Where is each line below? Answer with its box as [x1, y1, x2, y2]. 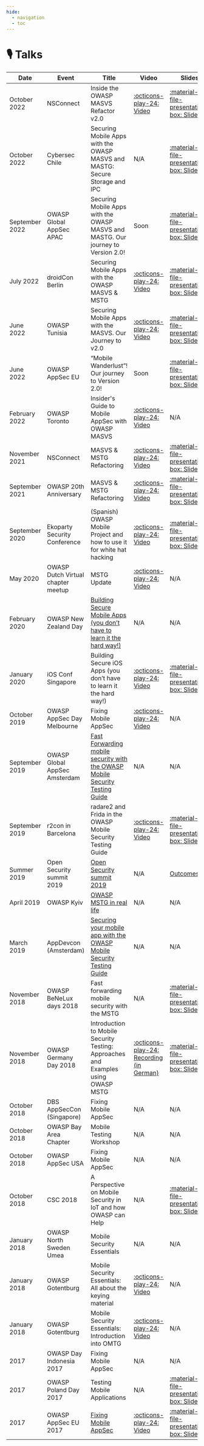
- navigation [12, 15, 45, 21]
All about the [90, 1284, 127, 1293]
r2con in [46, 822, 71, 830]
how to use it [90, 538, 127, 546]
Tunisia [46, 329, 68, 338]
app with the [90, 931, 126, 940]
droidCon [46, 273, 74, 282]
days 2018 [46, 1002, 78, 1010]
